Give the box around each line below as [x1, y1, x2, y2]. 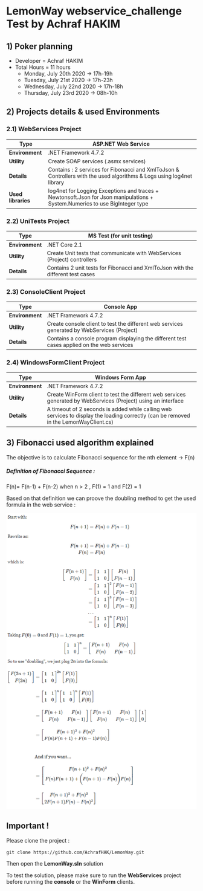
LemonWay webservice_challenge [6, 4, 182, 18]
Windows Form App [95, 374, 146, 381]
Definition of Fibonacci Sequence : [6, 467, 95, 475]
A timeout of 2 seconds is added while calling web [47, 406, 172, 413]
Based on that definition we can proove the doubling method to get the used [6, 494, 196, 502]
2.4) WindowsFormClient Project [6, 358, 105, 366]
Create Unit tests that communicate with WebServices [47, 249, 181, 256]
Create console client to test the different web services [47, 320, 183, 328]
